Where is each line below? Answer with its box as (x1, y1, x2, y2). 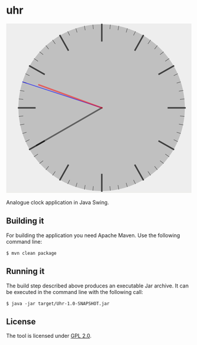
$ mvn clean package (6, 250, 57, 256)
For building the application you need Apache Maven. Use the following (6, 232, 180, 239)
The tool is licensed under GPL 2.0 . (6, 333, 92, 340)
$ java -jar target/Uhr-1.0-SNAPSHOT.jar (6, 301, 110, 306)
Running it (6, 266, 45, 276)
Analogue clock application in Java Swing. (6, 199, 109, 206)
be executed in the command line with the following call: (6, 288, 143, 295)
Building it (6, 216, 44, 226)
